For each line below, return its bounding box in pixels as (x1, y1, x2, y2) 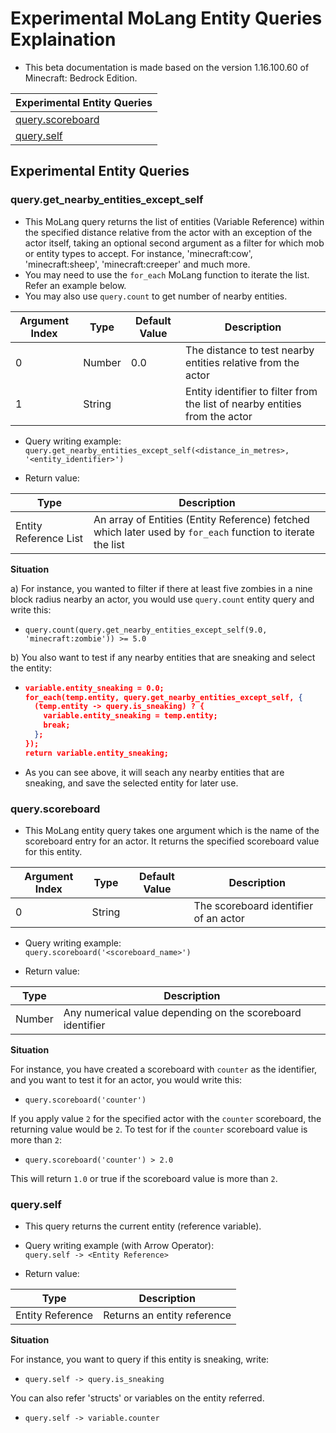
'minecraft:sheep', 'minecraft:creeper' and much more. (24, 258, 251, 270)
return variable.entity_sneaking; (24, 748, 169, 758)
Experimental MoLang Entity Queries (10, 7, 323, 30)
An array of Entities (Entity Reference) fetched (93, 512, 310, 526)
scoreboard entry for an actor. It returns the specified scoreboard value (24, 835, 320, 847)
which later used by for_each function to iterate (93, 525, 315, 539)
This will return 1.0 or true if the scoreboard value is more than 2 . (10, 1172, 278, 1184)
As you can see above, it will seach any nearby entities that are (24, 766, 285, 778)
